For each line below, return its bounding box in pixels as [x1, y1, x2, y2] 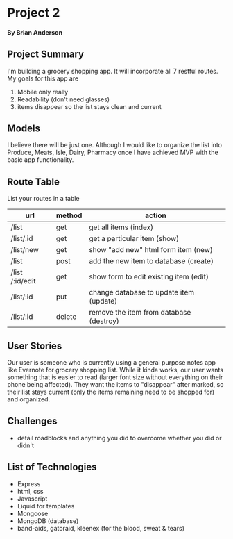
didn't [17, 441, 35, 449]
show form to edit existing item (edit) [89, 272, 209, 282]
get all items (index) [89, 222, 154, 232]
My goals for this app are [7, 74, 79, 83]
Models [7, 122, 40, 134]
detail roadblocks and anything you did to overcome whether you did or [17, 433, 222, 442]
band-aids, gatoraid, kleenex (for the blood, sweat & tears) [17, 524, 185, 532]
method [55, 210, 83, 220]
